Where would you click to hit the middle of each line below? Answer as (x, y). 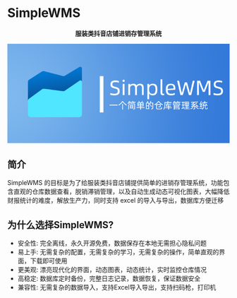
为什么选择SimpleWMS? (61, 225)
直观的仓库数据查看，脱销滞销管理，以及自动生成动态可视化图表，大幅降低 (121, 191)
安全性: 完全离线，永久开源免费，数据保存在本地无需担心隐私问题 (112, 243)
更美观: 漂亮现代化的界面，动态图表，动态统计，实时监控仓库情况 (112, 270)
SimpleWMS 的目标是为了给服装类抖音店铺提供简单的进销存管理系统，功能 (115, 183)
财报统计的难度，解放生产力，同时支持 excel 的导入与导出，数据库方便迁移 (116, 201)
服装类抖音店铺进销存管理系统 (119, 33)
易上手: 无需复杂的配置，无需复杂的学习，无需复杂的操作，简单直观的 (118, 252)
